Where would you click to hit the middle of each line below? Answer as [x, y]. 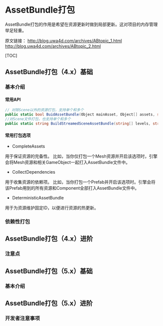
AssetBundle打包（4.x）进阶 [49, 239]
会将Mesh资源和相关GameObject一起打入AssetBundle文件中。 [67, 163]
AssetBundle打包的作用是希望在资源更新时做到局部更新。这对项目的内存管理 [81, 24]
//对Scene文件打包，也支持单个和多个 [38, 119]
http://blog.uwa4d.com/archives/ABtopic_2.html [53, 46]
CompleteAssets [28, 147]
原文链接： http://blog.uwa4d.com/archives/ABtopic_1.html [64, 41]
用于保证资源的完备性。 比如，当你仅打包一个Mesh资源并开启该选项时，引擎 [81, 156]
